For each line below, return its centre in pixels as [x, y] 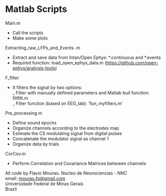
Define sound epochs [34, 122]
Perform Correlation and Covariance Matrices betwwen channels [79, 163]
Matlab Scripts [36, 9]
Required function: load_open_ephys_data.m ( [59, 62]
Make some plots [30, 38]
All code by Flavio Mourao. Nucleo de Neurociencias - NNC [66, 173]
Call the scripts [28, 32]
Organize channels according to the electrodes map [66, 128]
